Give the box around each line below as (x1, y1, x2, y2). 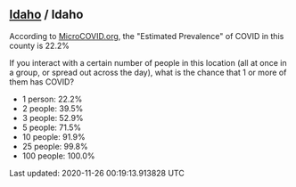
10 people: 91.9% (21, 131, 86, 142)
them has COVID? (9, 76, 74, 87)
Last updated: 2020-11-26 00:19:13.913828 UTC (9, 167, 185, 178)
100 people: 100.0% (21, 150, 95, 161)
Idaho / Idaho (9, 7, 84, 22)
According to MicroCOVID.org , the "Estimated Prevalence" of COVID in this (9, 30, 284, 41)
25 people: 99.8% (21, 141, 88, 151)
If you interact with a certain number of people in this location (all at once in (9, 57, 287, 68)
